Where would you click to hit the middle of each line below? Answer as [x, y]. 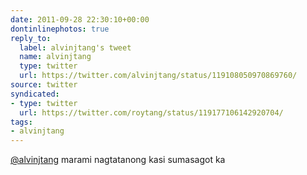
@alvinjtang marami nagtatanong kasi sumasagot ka [118, 160]
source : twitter [44, 85]
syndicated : [35, 94]
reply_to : [31, 38]
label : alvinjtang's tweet [75, 47]
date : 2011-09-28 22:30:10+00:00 [80, 19]
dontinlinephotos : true [60, 29]
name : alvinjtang [55, 57]
